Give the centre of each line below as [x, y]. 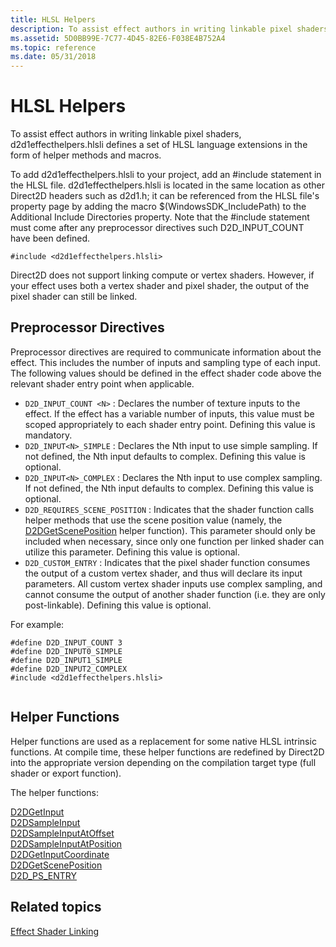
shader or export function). [66, 773]
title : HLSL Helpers [53, 19]
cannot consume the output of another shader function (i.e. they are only [175, 594]
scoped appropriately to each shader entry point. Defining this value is [170, 424]
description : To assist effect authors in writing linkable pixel [151, 29]
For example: [37, 624]
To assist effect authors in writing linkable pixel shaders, [126, 134]
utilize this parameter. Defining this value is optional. [132, 552]
